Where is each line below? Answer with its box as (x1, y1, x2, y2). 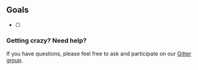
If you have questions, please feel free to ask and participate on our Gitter (6, 50, 192, 57)
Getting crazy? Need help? (6, 36, 87, 44)
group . (6, 57, 23, 64)
